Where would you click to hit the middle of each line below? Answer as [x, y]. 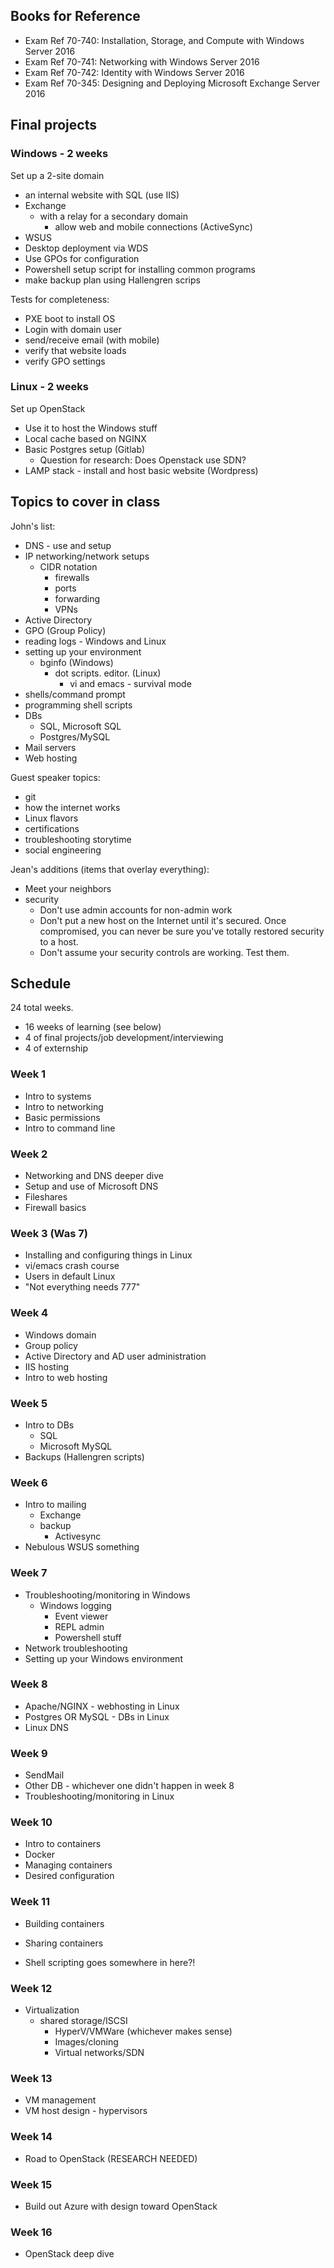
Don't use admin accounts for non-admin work [136, 910]
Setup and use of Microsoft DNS [91, 1186]
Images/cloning [86, 2041]
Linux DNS [46, 1727]
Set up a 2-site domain [57, 175]
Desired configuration [69, 1876]
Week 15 [31, 2184]
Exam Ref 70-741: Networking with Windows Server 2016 [142, 61]
